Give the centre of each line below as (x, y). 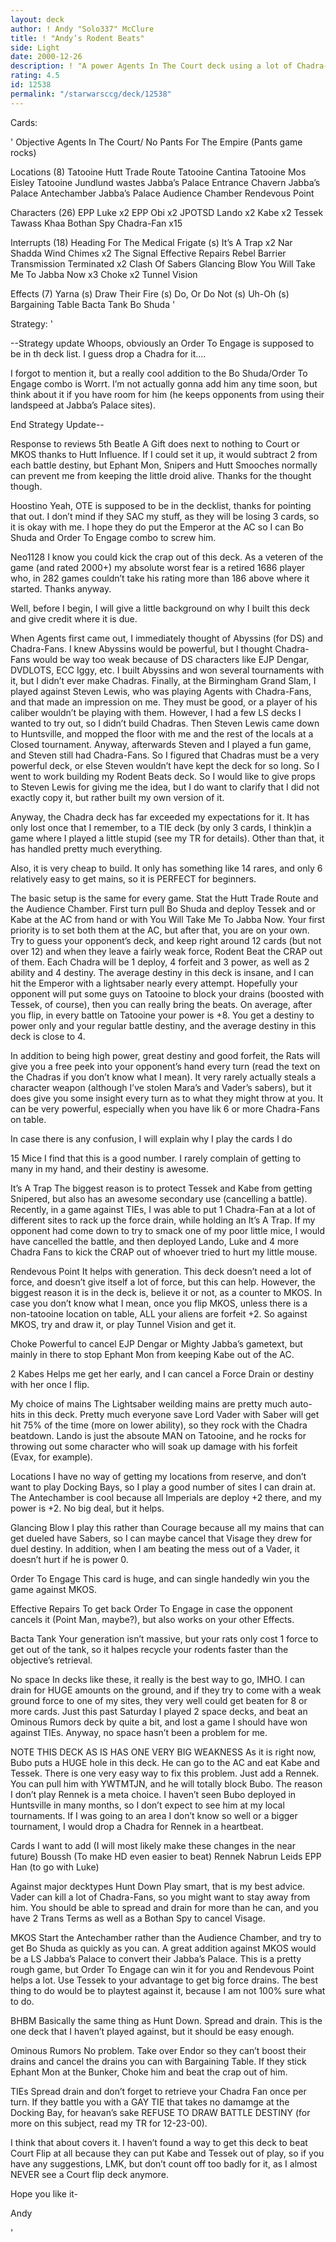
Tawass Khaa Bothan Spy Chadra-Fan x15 (96, 223)
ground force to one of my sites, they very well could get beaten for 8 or (159, 1700)
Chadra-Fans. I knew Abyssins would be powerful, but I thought (141, 648)
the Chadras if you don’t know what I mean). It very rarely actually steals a (163, 1077)
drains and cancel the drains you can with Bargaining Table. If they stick (158, 2061)
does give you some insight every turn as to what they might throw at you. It (167, 1098)
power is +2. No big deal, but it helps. (87, 1508)
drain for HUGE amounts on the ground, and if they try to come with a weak (166, 1690)
